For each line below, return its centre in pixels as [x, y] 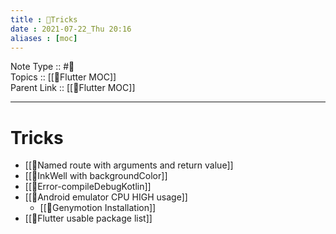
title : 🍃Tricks [44, 19]
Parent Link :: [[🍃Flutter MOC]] [73, 88]
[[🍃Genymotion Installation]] [98, 208]
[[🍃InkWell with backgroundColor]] [96, 176]
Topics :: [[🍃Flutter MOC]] [63, 77]
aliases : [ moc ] [44, 38]
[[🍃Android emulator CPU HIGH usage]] [106, 197]
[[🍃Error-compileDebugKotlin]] [88, 187]
